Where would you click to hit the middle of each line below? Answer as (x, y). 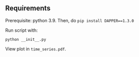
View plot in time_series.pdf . (36, 49)
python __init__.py (26, 39)
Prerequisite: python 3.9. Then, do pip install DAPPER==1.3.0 (69, 20)
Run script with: (21, 30)
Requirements (28, 8)
